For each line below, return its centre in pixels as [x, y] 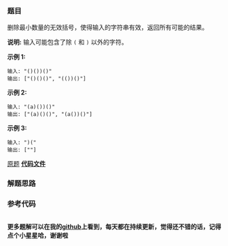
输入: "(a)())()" [31, 107]
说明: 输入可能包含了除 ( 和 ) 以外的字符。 [67, 42]
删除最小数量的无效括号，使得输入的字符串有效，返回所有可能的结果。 [108, 27]
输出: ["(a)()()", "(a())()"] [50, 115]
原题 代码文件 [26, 164]
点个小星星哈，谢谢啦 [38, 235]
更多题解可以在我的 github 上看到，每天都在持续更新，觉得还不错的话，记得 [114, 227]
